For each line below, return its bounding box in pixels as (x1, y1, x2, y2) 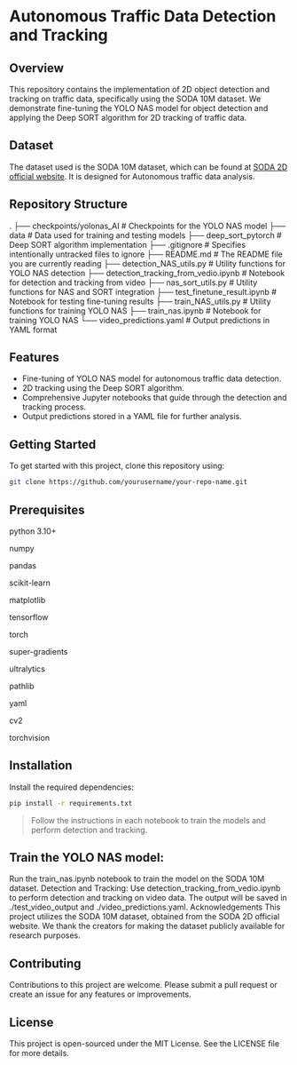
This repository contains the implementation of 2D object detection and (9, 84, 270, 94)
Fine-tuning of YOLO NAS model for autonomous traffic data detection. (21, 373, 282, 384)
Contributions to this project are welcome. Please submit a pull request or (9, 980, 277, 990)
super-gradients (9, 646, 68, 656)
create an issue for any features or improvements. (9, 989, 192, 1000)
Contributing (9, 956, 82, 971)
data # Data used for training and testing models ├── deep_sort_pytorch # (9, 229, 282, 241)
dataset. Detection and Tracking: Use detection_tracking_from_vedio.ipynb (9, 883, 281, 894)
